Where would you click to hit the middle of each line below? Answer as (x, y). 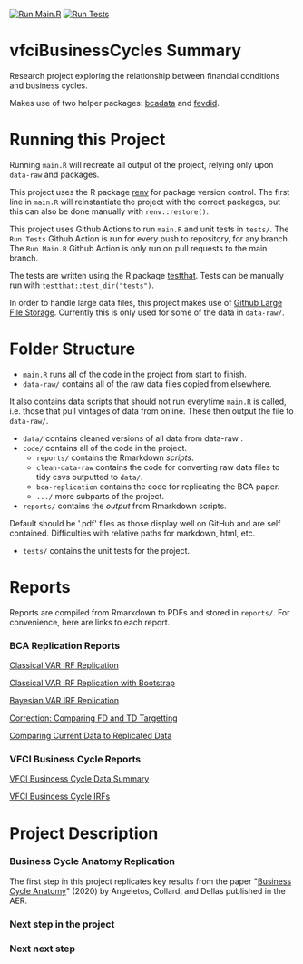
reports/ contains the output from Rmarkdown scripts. (124, 506)
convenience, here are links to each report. (90, 622)
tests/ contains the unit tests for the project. (106, 550)
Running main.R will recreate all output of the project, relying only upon (142, 164)
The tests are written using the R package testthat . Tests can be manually (147, 275)
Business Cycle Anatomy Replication (92, 861)
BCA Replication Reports (65, 645)
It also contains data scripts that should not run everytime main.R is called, (148, 401)
